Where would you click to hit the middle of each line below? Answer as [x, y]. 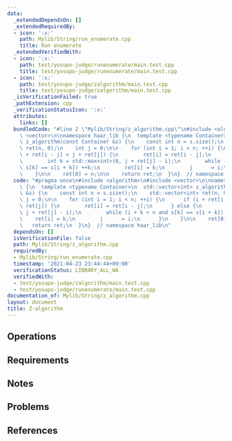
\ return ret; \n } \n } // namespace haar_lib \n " [95, 225]
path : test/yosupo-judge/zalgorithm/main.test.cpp [94, 84]
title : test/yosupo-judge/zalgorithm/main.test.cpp [95, 90]
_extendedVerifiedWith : [47, 52]
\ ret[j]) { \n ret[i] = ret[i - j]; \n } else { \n [111, 206]
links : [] [34, 122]
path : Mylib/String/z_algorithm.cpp [66, 245]
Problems [28, 407]
